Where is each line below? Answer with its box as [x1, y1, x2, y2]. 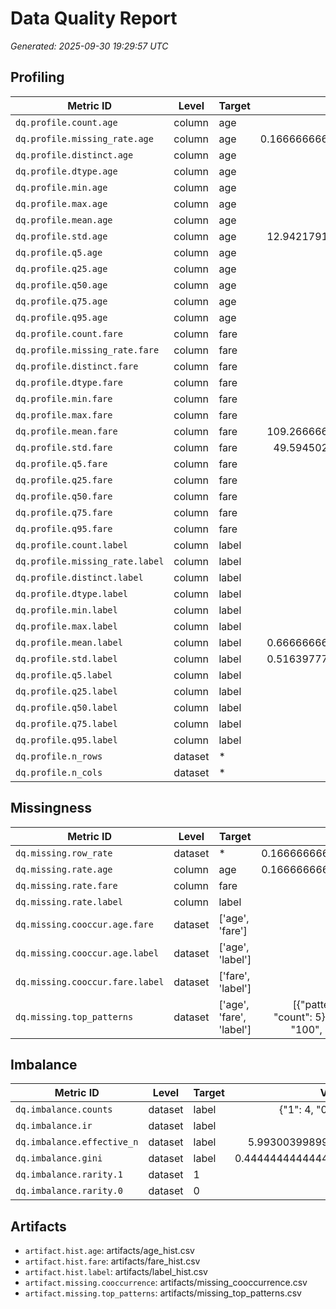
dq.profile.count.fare [15, 328, 123, 339]
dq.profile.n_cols [15, 767, 103, 778]
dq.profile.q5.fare [15, 458, 108, 469]
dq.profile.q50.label [15, 702, 118, 713]
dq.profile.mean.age [15, 214, 113, 226]
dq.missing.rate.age [15, 863, 113, 875]
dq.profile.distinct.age [15, 149, 134, 161]
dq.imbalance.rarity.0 [15, 1185, 123, 1197]
